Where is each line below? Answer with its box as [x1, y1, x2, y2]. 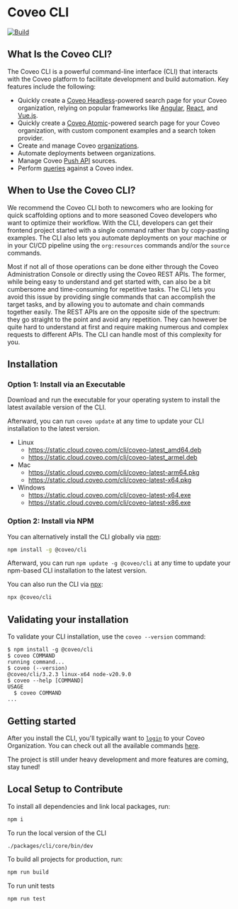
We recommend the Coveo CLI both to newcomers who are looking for [7, 203, 214, 211]
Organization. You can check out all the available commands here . [7, 741, 200, 749]
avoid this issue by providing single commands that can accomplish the [7, 292, 216, 301]
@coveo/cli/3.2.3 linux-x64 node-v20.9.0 [7, 671, 132, 678]
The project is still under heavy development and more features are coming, [7, 755, 229, 764]
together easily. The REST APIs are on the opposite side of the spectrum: [7, 307, 221, 316]
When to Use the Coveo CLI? [7, 184, 136, 197]
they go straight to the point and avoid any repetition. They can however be [7, 315, 227, 324]
